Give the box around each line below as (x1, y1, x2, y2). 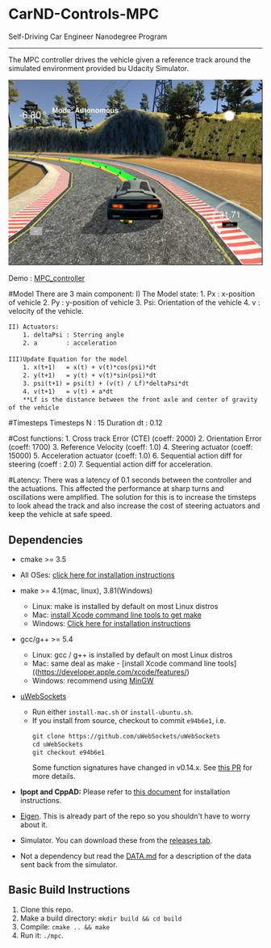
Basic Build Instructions (8, 883, 131, 897)
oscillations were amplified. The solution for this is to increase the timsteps (8, 493, 256, 502)
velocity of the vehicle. (8, 307, 85, 316)
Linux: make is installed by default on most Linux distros (31, 601, 219, 611)
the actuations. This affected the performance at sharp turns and (8, 484, 224, 493)
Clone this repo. (19, 904, 73, 914)
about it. (19, 819, 48, 829)
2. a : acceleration (23, 339, 117, 348)
